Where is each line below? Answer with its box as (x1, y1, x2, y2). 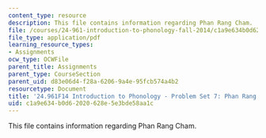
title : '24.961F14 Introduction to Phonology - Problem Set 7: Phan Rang (8, 92, 257, 100)
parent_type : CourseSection (8, 70, 101, 78)
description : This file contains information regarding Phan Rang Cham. (8, 19, 253, 27)
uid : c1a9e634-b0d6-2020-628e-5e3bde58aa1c (8, 99, 154, 107)
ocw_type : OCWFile (8, 56, 69, 64)
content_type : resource (8, 11, 87, 20)
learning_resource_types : (8, 41, 93, 49)
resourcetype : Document (8, 84, 87, 93)
